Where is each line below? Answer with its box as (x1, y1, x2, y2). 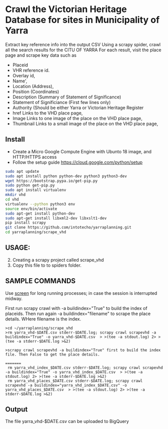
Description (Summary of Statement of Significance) (12, 94, 122, 100)
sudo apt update (5, 169, 39, 174)
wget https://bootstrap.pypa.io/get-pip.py (5, 178, 98, 183)
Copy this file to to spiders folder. (12, 262, 82, 268)
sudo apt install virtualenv (5, 187, 66, 193)
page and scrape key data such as (5, 52, 77, 58)
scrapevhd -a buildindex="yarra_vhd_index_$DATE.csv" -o (5, 383, 127, 388)
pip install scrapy (5, 220, 46, 226)
